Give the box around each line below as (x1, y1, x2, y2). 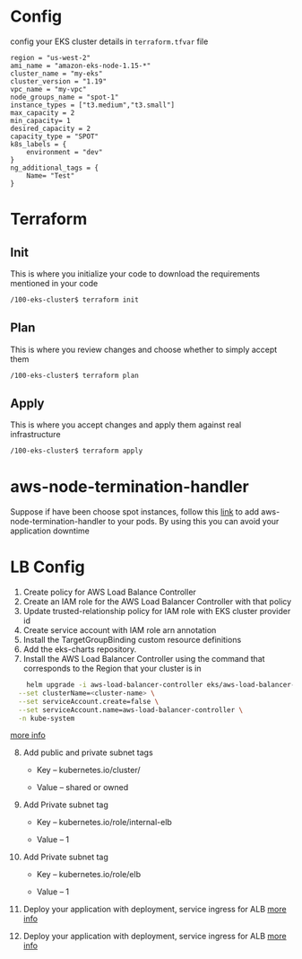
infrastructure (10, 429, 61, 440)
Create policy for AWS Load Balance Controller (22, 586, 196, 598)
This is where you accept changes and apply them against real (10, 419, 242, 430)
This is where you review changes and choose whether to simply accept (10, 344, 278, 355)
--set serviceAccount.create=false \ (18, 697, 160, 706)
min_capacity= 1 (10, 116, 71, 125)
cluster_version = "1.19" (10, 76, 107, 86)
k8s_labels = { (10, 139, 67, 149)
